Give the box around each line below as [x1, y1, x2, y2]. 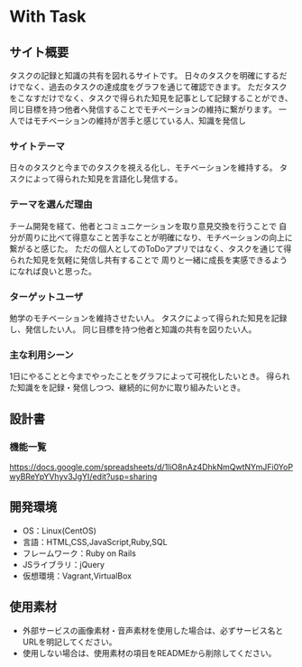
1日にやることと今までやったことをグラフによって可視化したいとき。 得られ [9, 371, 290, 382]
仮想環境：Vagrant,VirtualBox [22, 570, 133, 581]
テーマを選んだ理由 [9, 199, 93, 211]
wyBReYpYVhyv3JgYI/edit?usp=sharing [9, 471, 158, 482]
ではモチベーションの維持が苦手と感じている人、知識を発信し [16, 116, 246, 125]
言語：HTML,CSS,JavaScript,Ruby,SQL [22, 536, 169, 547]
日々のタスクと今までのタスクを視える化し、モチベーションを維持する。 [9, 162, 278, 173]
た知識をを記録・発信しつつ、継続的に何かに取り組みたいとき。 [9, 382, 245, 394]
